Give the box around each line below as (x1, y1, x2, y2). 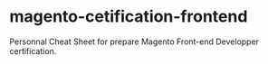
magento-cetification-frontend (9, 6, 248, 27)
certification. (9, 45, 57, 56)
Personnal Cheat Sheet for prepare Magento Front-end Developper (9, 36, 260, 47)
